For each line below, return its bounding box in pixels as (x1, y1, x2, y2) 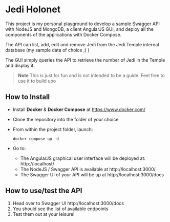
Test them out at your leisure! (12, 211, 75, 217)
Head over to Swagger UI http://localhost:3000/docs (12, 200, 124, 206)
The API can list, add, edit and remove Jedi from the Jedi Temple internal (5, 41, 159, 47)
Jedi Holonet (5, 4, 61, 15)
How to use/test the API (5, 187, 82, 195)
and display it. (5, 62, 35, 68)
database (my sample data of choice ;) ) (5, 47, 90, 53)
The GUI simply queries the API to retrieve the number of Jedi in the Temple (5, 57, 165, 63)
